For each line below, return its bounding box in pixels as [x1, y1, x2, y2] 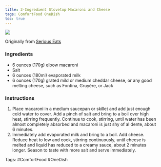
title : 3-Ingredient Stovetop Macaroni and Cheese [5, 7, 110, 12]
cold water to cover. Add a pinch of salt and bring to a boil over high [12, 111, 149, 117]
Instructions [5, 94, 35, 101]
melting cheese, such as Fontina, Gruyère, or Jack [12, 82, 114, 88]
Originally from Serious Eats [5, 38, 61, 44]
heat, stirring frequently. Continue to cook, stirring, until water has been [12, 116, 156, 122]
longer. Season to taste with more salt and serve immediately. [12, 147, 136, 153]
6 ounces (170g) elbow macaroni [12, 62, 78, 68]
